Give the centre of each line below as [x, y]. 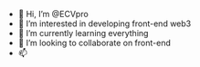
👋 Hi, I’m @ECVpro [53, 14]
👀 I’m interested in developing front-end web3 [105, 24]
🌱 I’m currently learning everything [83, 33]
